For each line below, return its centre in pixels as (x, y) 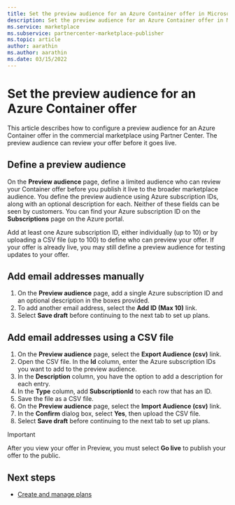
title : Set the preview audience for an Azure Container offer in (106, 14)
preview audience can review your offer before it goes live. (92, 142)
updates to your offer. (38, 254)
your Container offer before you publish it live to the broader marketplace (113, 189)
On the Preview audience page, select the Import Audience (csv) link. (119, 407)
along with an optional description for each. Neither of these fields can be (114, 204)
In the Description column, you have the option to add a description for (120, 376)
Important (21, 434)
